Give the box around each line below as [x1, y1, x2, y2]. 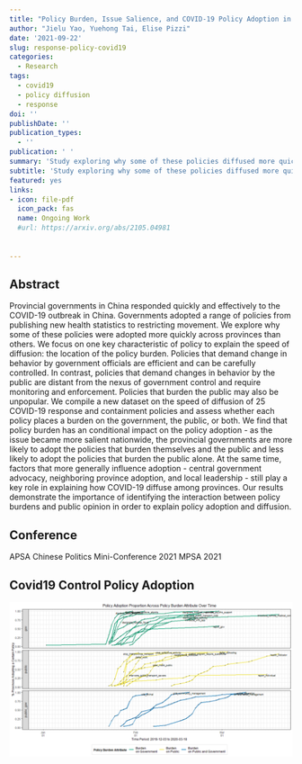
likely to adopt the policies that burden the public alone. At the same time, [9, 454, 281, 464]
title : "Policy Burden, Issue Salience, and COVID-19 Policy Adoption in [9, 14, 292, 23]
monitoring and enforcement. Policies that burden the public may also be [9, 387, 279, 398]
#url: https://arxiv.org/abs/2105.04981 [17, 223, 171, 233]
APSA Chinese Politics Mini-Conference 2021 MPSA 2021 [9, 552, 222, 562]
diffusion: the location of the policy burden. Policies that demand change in [9, 348, 288, 359]
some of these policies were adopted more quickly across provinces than [9, 329, 281, 340]
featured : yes [9, 175, 63, 184]
